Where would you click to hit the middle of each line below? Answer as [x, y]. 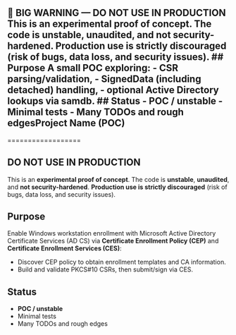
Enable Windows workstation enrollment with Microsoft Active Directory [112, 233]
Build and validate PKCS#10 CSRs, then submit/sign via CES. [105, 269]
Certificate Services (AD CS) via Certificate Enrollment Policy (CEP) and [113, 241]
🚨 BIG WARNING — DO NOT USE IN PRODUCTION [117, 13]
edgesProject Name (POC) [66, 123]
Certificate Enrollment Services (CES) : [64, 248]
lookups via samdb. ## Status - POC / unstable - [115, 101]
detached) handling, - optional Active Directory [113, 90]
